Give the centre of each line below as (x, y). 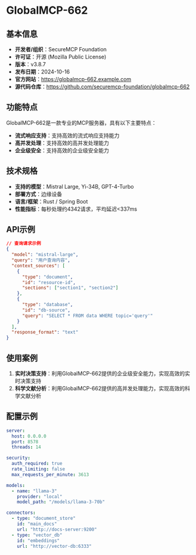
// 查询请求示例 (24, 243)
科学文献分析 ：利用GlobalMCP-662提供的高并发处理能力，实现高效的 (100, 388)
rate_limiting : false (38, 469)
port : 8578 (25, 442)
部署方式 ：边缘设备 (38, 194)
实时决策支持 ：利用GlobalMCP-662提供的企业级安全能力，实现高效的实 (102, 373)
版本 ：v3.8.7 (30, 64)
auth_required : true (37, 464)
